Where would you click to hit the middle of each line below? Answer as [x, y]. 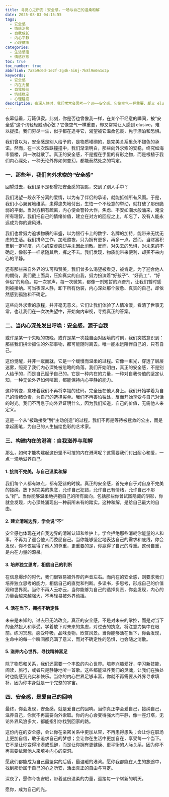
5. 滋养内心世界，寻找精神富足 [36, 651]
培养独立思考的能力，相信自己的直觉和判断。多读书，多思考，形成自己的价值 [84, 583]
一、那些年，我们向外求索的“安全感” [49, 175]
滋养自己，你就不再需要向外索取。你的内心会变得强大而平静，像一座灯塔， [82, 715]
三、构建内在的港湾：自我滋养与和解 [49, 441]
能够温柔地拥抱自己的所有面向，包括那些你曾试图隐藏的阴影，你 [97, 496]
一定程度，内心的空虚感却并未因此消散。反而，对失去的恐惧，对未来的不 [89, 246]
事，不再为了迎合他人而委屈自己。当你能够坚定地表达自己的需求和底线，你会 [84, 540]
